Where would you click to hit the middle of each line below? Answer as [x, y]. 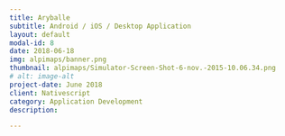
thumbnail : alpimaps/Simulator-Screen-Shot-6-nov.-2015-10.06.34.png [143, 68]
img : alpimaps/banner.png [58, 59]
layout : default [40, 34]
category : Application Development [76, 101]
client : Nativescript [50, 93]
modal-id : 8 [32, 43]
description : [34, 110]
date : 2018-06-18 [42, 51]
